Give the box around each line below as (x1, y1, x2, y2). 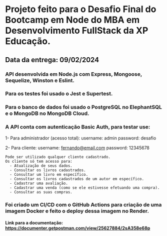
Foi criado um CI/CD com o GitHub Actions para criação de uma (5, 201, 162, 208)
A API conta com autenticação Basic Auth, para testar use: (5, 124, 150, 131)
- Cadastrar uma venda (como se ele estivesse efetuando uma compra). (9, 185, 160, 190)
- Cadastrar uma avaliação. (9, 181, 68, 186)
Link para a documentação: (5, 220, 63, 226)
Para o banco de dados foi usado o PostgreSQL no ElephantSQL (5, 104, 162, 111)
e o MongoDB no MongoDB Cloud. (5, 110, 89, 117)
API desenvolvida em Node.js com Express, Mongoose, (5, 70, 142, 77)
